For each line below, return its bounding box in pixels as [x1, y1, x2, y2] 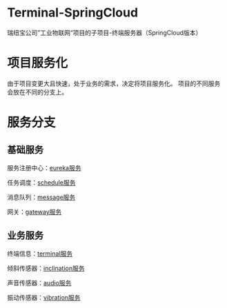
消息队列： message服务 [7, 193, 76, 201]
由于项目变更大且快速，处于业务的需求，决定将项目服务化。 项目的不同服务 [7, 79, 221, 88]
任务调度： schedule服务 [7, 178, 76, 187]
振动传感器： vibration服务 [7, 293, 81, 301]
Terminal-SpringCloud [7, 5, 139, 21]
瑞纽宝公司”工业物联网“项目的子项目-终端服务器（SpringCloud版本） [7, 28, 202, 37]
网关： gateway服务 [7, 207, 62, 216]
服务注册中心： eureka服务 [7, 163, 81, 172]
